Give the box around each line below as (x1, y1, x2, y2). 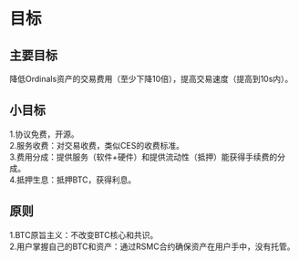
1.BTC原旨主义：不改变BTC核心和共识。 (9, 229, 159, 240)
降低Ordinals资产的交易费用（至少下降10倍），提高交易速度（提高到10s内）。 (9, 74, 294, 84)
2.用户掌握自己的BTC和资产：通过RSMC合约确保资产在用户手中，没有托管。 (9, 241, 295, 252)
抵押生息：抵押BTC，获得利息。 (16, 174, 137, 185)
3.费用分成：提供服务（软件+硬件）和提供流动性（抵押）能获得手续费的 (9, 151, 278, 162)
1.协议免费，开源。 (9, 129, 79, 140)
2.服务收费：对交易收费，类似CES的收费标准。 (9, 140, 185, 151)
